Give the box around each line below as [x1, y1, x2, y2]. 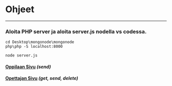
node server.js [5, 53, 38, 58]
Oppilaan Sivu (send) [5, 64, 51, 70]
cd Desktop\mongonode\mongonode [5, 40, 74, 45]
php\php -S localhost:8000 [5, 44, 63, 49]
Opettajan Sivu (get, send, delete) [5, 75, 78, 81]
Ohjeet [5, 4, 35, 15]
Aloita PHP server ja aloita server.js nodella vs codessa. [5, 28, 147, 35]
